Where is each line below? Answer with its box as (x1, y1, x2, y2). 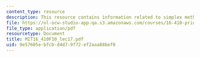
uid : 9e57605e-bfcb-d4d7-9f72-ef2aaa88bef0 (6, 42, 116, 48)
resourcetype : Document (6, 31, 65, 37)
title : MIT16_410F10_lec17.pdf (6, 36, 84, 42)
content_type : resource (6, 8, 65, 15)
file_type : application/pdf (6, 25, 76, 31)
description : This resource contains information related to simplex (6, 14, 183, 20)
